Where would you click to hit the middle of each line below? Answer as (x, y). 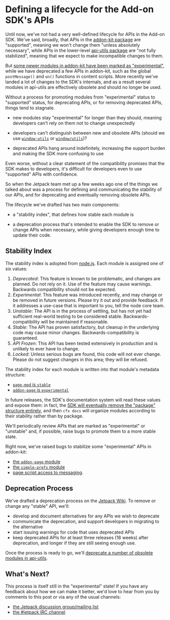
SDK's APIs (30, 20)
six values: (16, 269)
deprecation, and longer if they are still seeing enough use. (74, 543)
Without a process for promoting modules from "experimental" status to (80, 97)
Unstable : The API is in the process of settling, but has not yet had (82, 311)
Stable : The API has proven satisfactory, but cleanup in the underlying (86, 327)
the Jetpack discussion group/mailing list (56, 607)
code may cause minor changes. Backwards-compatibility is (76, 332)
